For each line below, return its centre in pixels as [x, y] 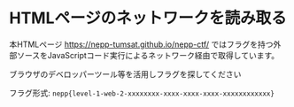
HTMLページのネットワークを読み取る [148, 18]
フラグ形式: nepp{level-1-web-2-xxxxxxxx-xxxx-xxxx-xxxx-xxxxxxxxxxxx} [142, 93]
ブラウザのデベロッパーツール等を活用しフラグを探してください [125, 74]
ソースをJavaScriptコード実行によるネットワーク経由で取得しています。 [148, 55]
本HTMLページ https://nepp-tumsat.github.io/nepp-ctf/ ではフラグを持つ [141, 44]
